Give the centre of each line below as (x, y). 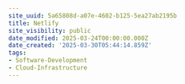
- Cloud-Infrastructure (48, 68)
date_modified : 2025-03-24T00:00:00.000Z (78, 38)
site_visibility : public (50, 30)
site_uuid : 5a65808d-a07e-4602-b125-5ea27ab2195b (93, 16)
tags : (17, 53)
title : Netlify (34, 23)
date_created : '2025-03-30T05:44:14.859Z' (80, 46)
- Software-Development (48, 61)
